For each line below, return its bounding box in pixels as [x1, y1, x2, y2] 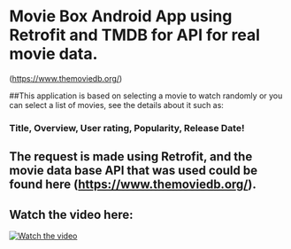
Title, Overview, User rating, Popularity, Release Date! [9, 121, 245, 134]
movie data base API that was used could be [9, 163, 258, 178]
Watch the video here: [9, 206, 134, 222]
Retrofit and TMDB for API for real [9, 25, 261, 45]
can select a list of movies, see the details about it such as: [9, 99, 224, 110]
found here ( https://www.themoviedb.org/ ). [9, 177, 257, 192]
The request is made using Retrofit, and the [9, 149, 253, 165]
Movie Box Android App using [9, 6, 233, 27]
